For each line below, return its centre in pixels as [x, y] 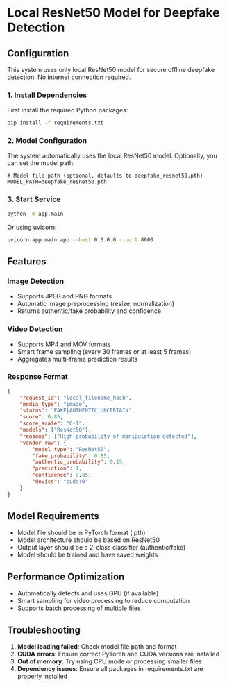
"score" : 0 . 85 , [42, 417]
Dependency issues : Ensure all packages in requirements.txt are [110, 669]
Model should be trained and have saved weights [87, 555]
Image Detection [36, 281]
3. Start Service [34, 199]
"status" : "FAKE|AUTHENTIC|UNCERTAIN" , [77, 411]
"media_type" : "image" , [54, 404]
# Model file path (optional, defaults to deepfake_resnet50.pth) [105, 176]
